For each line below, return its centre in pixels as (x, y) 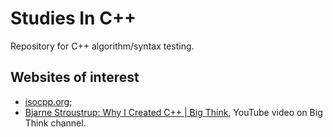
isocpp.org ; (48, 101)
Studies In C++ (73, 18)
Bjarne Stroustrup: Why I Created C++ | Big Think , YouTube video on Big (173, 112)
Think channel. (55, 123)
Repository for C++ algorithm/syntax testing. (102, 46)
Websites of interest (75, 77)
